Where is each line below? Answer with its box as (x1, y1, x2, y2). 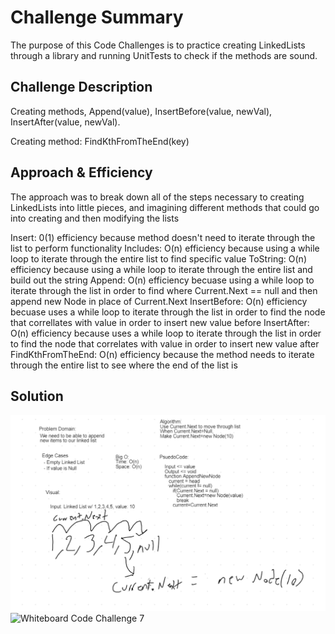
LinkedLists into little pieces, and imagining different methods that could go (10, 201, 320, 213)
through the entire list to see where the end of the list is (10, 359, 238, 371)
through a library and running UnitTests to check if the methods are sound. (10, 49, 318, 61)
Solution (10, 387, 64, 405)
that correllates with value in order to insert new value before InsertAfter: (10, 316, 310, 328)
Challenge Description (10, 79, 153, 96)
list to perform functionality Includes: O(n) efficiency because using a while (10, 242, 320, 254)
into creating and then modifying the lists (10, 212, 180, 224)
